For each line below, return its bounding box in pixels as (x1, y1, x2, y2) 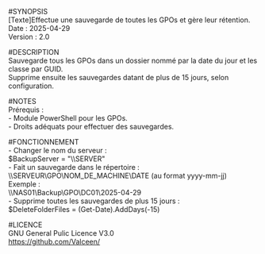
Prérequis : (8, 105, 44, 114)
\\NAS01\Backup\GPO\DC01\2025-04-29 (8, 188, 141, 197)
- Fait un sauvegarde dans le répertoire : (8, 163, 140, 171)
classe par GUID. (8, 64, 63, 74)
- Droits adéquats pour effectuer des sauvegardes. (8, 122, 175, 131)
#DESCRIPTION (8, 48, 60, 56)
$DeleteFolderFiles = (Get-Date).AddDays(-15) (8, 205, 160, 214)
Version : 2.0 (8, 32, 50, 41)
